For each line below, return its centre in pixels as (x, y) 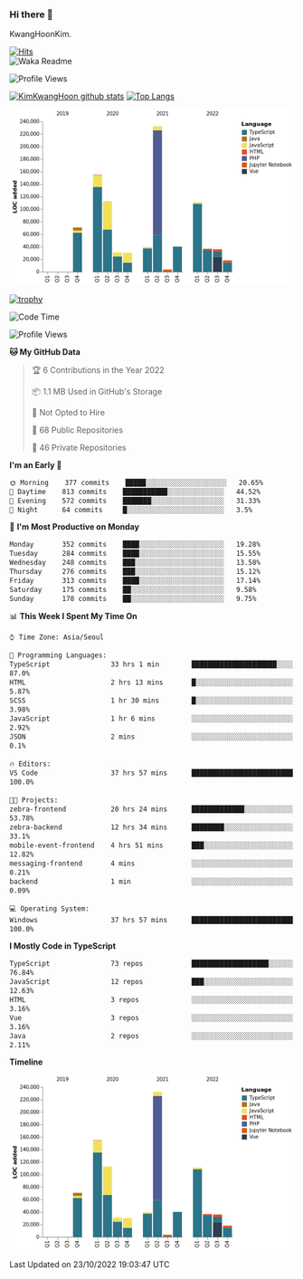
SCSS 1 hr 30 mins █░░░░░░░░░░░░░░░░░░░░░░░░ (151, 701)
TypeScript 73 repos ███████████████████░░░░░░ (151, 963)
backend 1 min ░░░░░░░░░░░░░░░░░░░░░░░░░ (151, 882)
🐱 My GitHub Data (45, 351)
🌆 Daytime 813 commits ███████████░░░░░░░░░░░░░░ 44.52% (135, 492)
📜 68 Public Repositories (77, 430)
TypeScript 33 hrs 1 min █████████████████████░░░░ (151, 664)
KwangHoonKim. (41, 34)
